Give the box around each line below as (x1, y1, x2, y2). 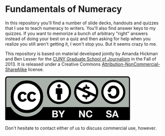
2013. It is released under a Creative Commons (5, 61, 101, 67)
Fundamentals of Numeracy (5, 3, 122, 15)
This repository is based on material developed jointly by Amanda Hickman (5, 51, 158, 57)
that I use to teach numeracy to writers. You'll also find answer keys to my (5, 25, 156, 31)
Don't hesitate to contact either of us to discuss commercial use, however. (5, 125, 157, 131)
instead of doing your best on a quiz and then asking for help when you (5, 36, 151, 42)
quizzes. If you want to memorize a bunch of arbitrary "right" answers (5, 30, 148, 36)
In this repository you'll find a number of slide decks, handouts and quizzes (5, 20, 159, 26)
